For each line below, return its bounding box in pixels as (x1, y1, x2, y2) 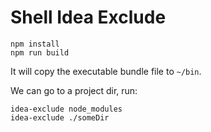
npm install (10, 39, 60, 49)
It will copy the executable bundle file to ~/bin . (10, 65, 202, 77)
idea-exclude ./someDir (10, 112, 110, 123)
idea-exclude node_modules (10, 104, 123, 114)
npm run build (10, 47, 70, 58)
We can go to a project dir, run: (10, 84, 138, 96)
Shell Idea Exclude (10, 6, 167, 29)
